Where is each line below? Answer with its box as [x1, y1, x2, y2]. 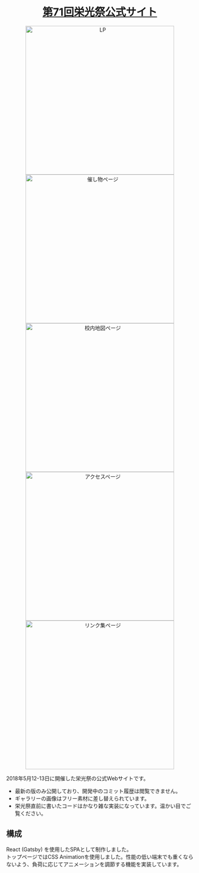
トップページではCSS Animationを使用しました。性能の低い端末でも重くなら [6, 853, 194, 860]
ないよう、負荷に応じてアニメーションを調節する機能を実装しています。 [6, 861, 182, 868]
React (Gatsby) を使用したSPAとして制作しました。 [6, 846, 132, 853]
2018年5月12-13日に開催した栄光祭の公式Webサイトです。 [6, 774, 149, 782]
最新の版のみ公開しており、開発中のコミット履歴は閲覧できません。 [14, 787, 181, 795]
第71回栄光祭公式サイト [42, 5, 157, 19]
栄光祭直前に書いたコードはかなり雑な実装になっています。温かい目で [14, 802, 186, 809]
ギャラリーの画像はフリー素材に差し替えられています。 [14, 795, 150, 802]
